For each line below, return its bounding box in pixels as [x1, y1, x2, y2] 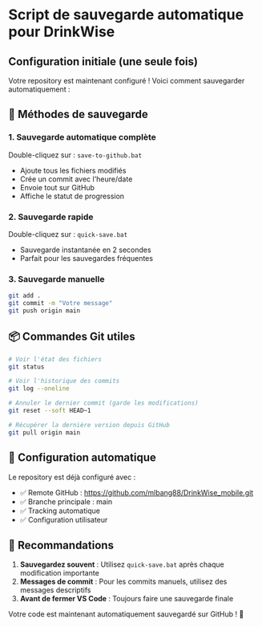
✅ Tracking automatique [19, 506, 100, 515]
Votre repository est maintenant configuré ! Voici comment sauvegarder [8, 76, 245, 85]
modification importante [19, 568, 100, 578]
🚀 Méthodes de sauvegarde [8, 108, 148, 121]
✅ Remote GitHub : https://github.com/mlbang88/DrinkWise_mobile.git [19, 487, 254, 497]
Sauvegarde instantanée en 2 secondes [19, 245, 151, 254]
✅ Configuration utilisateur [19, 515, 108, 524]
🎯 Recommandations [8, 538, 115, 552]
